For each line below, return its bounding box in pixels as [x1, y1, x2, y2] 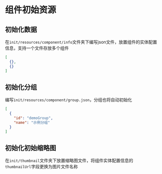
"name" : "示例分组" [14, 120, 50, 125]
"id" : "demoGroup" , [14, 116, 53, 121]
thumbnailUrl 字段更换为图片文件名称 [5, 164, 78, 170]
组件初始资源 [5, 4, 57, 16]
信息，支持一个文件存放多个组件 [5, 45, 69, 51]
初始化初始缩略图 [5, 144, 56, 152]
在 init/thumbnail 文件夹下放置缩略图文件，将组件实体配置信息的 [5, 157, 133, 163]
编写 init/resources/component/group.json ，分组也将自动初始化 [5, 97, 132, 103]
